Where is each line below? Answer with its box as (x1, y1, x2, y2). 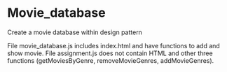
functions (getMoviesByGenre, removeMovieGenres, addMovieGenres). (7, 56, 214, 64)
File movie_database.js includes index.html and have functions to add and (7, 41, 221, 50)
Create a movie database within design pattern (7, 28, 142, 36)
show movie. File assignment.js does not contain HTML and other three (7, 49, 213, 57)
